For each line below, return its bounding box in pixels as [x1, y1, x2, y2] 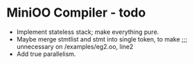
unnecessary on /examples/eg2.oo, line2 [16, 42, 134, 50]
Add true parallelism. [16, 50, 76, 58]
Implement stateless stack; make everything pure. [16, 28, 159, 36]
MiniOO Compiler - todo [6, 5, 146, 21]
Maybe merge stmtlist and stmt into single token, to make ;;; [16, 35, 188, 43]
